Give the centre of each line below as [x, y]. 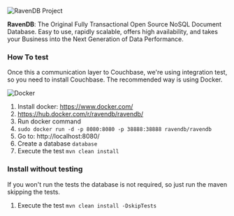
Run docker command [49, 121]
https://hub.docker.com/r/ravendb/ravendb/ [80, 114]
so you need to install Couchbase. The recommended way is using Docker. [115, 79]
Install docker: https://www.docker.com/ [75, 107]
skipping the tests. [34, 192]
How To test [28, 57]
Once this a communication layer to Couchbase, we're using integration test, [117, 72]
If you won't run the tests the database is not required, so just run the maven [117, 184]
